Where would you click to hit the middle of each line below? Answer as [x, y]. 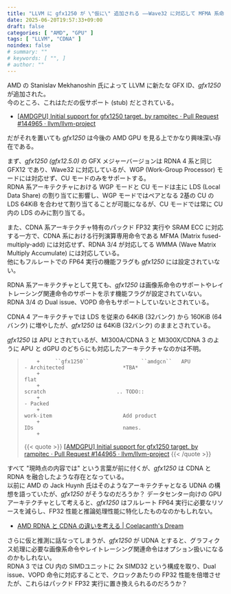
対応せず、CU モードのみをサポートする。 [90, 178]
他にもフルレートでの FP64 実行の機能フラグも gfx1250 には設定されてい [111, 262]
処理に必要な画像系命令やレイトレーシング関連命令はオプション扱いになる [118, 549]
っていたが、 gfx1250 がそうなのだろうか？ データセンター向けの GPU [123, 494]
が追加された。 [28, 94]
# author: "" [26, 65]
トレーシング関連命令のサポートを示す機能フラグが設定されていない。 [107, 293]
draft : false [26, 26]
